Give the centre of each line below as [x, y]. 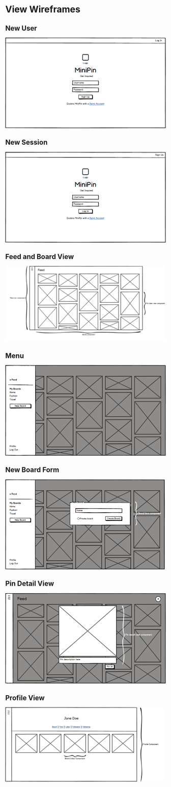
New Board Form [32, 470]
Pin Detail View [30, 584]
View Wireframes [43, 9]
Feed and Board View [40, 257]
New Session [26, 142]
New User [21, 28]
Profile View [25, 698]
